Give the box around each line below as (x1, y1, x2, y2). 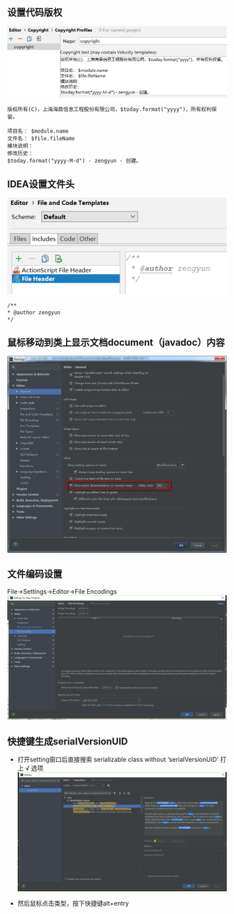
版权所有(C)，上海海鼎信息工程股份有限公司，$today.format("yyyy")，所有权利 (7, 106, 212, 113)
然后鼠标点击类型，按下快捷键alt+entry (17, 899, 130, 907)
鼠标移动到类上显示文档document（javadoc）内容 (7, 336, 225, 348)
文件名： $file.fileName (7, 135, 75, 142)
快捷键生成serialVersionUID (7, 735, 128, 747)
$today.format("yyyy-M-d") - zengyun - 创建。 (7, 158, 141, 165)
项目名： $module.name (7, 128, 69, 135)
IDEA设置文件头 (7, 178, 75, 190)
